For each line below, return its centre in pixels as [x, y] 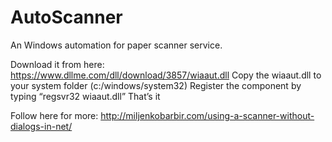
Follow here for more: [54, 115]
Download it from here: [57, 64]
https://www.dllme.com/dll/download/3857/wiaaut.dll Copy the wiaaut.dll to [166, 75]
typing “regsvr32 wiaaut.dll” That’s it [85, 96]
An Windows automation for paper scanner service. [116, 45]
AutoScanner [66, 17]
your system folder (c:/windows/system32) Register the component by [156, 85]
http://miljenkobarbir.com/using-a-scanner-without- [207, 115]
